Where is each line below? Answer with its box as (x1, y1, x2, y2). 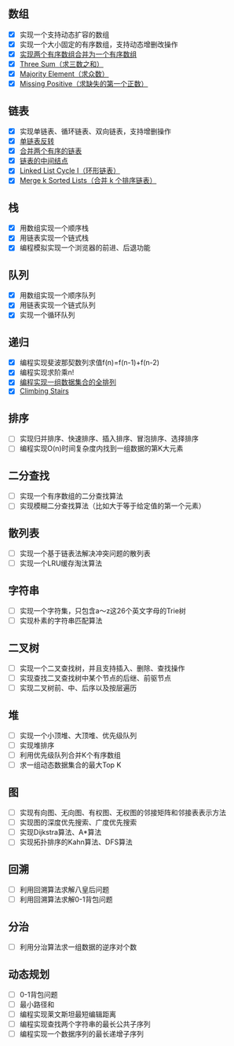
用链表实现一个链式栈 (19, 233, 89, 243)
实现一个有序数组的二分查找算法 (19, 492, 123, 501)
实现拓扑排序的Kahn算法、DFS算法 (19, 837, 133, 847)
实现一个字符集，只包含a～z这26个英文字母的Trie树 (19, 606, 186, 616)
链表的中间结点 (19, 156, 68, 166)
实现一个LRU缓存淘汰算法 (19, 558, 103, 568)
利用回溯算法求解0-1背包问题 (19, 894, 113, 905)
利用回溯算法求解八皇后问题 (19, 885, 110, 894)
